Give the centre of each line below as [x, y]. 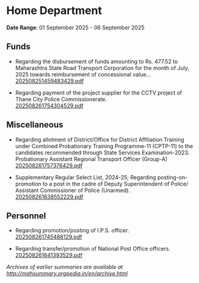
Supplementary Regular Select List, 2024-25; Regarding [85, 177]
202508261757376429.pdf [49, 165]
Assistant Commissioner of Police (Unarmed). [72, 190]
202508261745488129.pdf [49, 237]
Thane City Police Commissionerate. [61, 99]
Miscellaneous [35, 125]
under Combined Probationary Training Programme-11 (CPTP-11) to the [104, 146]
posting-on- [172, 177]
